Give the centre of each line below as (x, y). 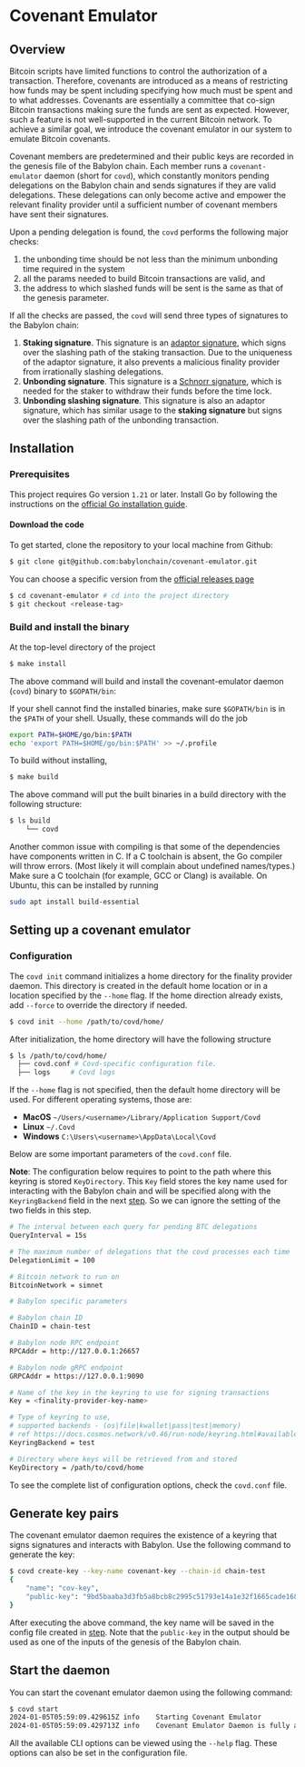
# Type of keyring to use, (60, 1418)
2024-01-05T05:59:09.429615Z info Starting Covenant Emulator (135, 1717)
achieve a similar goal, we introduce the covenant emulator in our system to (151, 129)
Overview (38, 50)
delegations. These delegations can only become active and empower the (148, 195)
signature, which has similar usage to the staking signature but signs (152, 410)
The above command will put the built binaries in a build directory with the (148, 794)
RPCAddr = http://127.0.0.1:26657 (75, 1351)
